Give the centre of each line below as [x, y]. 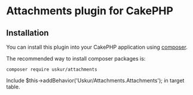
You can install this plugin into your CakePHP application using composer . [97, 47]
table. [13, 87]
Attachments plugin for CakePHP [90, 11]
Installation [27, 33]
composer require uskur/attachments [52, 69]
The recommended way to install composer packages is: [76, 58]
